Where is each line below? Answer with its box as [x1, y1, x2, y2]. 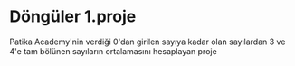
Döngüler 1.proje [9, 6, 137, 27]
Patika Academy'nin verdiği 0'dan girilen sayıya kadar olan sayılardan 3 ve [9, 36, 286, 47]
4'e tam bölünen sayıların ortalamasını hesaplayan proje [9, 45, 217, 56]
